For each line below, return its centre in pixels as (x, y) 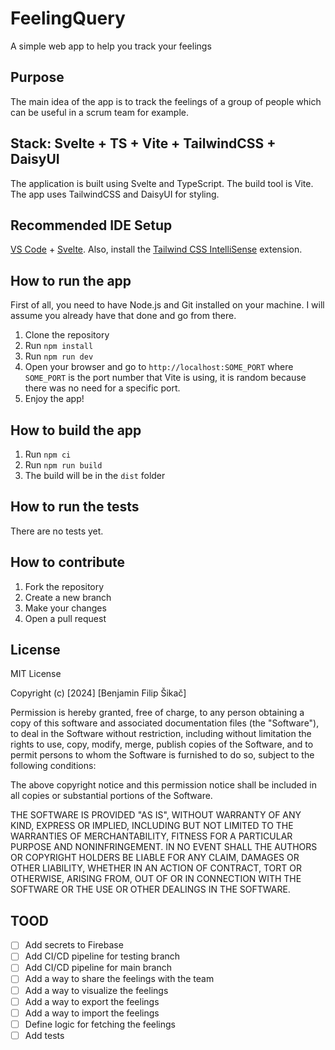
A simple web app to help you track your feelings (111, 46)
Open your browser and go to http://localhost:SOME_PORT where (159, 367)
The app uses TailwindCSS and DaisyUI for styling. (115, 194)
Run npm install (59, 346)
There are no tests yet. (57, 531)
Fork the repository (64, 586)
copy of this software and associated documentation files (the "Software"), (165, 723)
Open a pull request (65, 618)
